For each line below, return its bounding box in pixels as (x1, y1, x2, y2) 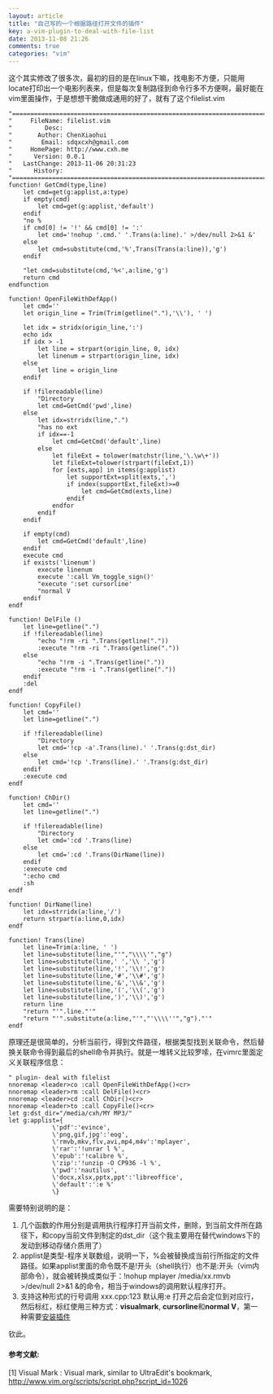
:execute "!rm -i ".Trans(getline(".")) (37, 665, 176, 673)
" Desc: (8, 124, 63, 132)
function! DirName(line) (8, 901, 93, 909)
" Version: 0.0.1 (8, 152, 85, 160)
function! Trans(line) (8, 936, 85, 945)
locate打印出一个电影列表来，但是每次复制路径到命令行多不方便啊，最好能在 (8, 83, 264, 93)
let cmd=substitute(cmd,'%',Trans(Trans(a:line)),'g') (37, 245, 227, 253)
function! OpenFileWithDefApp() (8, 295, 118, 303)
